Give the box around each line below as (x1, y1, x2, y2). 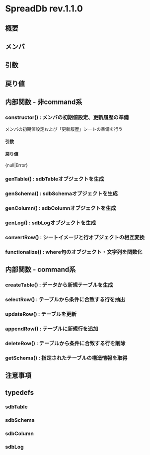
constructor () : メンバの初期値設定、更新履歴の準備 (5, 114, 129, 121)
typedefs (5, 388, 34, 397)
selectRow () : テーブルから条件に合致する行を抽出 (5, 296, 125, 303)
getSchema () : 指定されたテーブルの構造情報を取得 (5, 354, 128, 361)
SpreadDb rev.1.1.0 (5, 3, 83, 14)
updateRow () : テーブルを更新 (5, 310, 77, 317)
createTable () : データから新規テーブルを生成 (5, 281, 113, 288)
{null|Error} (5, 162, 28, 168)
